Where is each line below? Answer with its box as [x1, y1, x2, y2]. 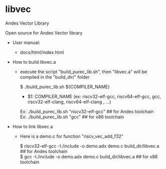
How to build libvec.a [12, 59, 56, 65]
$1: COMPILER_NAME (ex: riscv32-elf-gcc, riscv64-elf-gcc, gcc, [27, 93, 161, 99]
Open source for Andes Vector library [5, 30, 83, 36]
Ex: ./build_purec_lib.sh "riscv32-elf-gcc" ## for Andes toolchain [20, 108, 154, 114]
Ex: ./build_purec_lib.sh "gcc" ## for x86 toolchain [20, 114, 124, 120]
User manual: [12, 39, 40, 46]
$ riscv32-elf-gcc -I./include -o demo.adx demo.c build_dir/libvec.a [20, 143, 159, 149]
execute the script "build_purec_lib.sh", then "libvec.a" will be [20, 69, 147, 75]
